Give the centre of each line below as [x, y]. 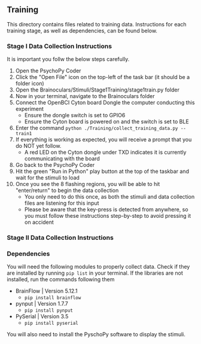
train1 [24, 134]
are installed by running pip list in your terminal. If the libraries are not [95, 273]
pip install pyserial [51, 323]
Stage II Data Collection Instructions [60, 238]
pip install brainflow [53, 298]
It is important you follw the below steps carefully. [68, 59]
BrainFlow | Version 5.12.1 [46, 291]
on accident [39, 222]
